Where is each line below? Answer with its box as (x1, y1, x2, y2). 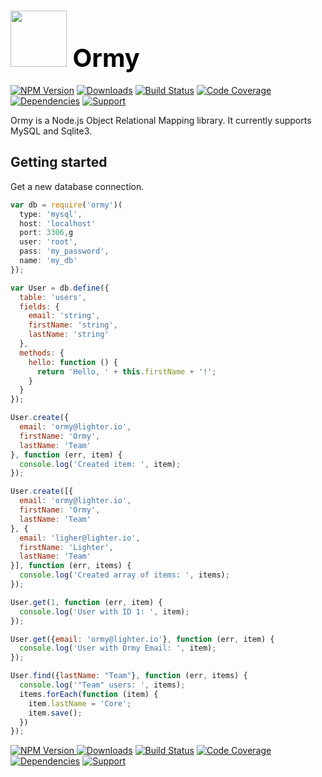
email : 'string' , (28, 311, 101, 321)
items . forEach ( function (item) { (19, 689, 159, 699)
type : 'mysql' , (19, 209, 83, 219)
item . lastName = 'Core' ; (28, 698, 132, 709)
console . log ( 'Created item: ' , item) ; (19, 459, 182, 469)
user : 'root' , (19, 237, 78, 247)
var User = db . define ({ (10, 283, 110, 293)
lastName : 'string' (28, 330, 110, 340)
